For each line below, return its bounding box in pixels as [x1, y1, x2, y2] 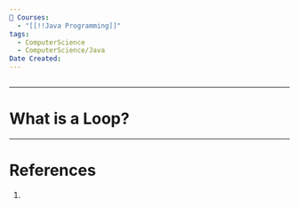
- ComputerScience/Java [17, 46, 105, 55]
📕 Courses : [9, 12, 50, 22]
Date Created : [9, 54, 62, 63]
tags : [9, 29, 29, 38]
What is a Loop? [9, 108, 130, 129]
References [9, 161, 96, 180]
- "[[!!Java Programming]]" [17, 21, 122, 30]
